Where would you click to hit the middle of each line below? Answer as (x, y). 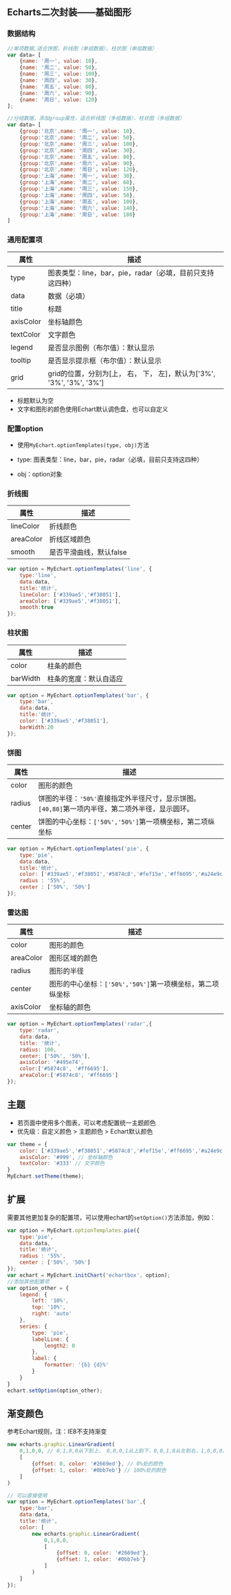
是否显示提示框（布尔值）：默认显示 (104, 360)
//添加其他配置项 (28, 1282)
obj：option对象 (40, 474)
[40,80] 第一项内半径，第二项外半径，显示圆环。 (116, 809)
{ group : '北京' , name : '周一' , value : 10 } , (78, 132)
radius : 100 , (38, 1050)
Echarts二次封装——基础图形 (69, 12)
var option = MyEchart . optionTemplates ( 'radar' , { (80, 1024)
